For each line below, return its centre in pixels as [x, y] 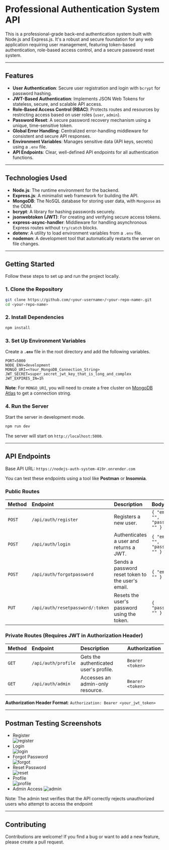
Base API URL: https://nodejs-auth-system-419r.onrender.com [70, 469]
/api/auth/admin [51, 684]
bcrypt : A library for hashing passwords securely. [64, 211]
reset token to [130, 575]
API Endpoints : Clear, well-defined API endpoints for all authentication [86, 152]
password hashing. [32, 93]
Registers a [127, 517]
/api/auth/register [55, 520]
